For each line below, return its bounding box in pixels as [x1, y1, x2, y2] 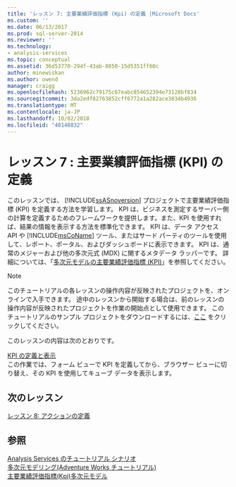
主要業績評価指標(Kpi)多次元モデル [7, 472, 108, 481]
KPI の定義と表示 [7, 351, 56, 360]
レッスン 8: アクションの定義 [7, 412, 90, 420]
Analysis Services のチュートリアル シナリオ [7, 455, 137, 463]
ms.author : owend [7, 75, 58, 83]
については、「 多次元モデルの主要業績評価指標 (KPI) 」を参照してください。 [13, 258, 230, 266]
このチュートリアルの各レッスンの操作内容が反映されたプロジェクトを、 [7, 286, 217, 295]
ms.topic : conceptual [7, 56, 71, 63]
